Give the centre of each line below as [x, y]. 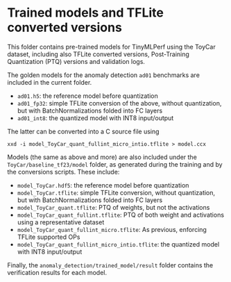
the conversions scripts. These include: [63, 172]
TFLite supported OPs [49, 237]
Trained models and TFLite [86, 13]
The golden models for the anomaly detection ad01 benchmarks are [103, 75]
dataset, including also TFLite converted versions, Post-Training [98, 54]
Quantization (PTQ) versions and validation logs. [76, 61]
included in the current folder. [50, 82]
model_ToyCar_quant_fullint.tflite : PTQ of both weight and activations [120, 215]
